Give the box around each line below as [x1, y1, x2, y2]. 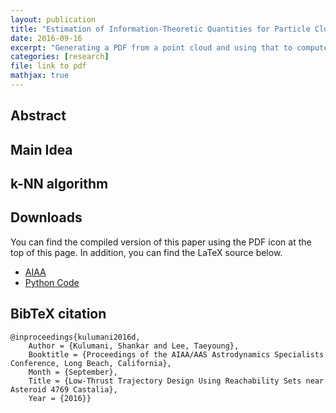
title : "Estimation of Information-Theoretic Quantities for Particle [10, 24, 311, 34]
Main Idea [10, 141, 73, 158]
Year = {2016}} [28, 393, 92, 403]
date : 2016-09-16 [10, 33, 83, 43]
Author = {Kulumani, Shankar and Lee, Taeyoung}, [28, 341, 240, 351]
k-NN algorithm [10, 176, 109, 193]
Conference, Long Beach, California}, [10, 358, 172, 368]
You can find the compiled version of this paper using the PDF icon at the [10, 236, 312, 248]
